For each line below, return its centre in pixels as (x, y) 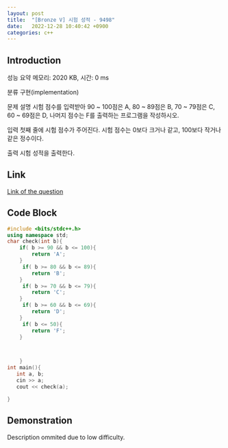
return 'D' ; (49, 312)
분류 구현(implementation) (43, 92)
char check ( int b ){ (35, 241)
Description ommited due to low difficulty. (66, 437)
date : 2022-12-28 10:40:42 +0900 (58, 26)
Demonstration (40, 421)
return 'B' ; (49, 273)
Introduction (34, 60)
